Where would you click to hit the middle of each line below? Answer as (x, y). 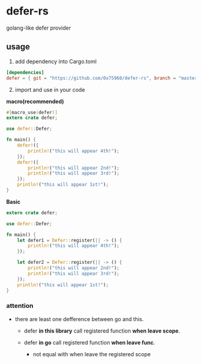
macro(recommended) (35, 101)
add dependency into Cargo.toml (56, 61)
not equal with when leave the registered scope (92, 354)
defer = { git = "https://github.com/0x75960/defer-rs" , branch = (91, 78)
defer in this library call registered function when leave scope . (102, 331)
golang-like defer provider (38, 28)
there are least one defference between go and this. (79, 319)
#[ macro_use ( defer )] (32, 112)
